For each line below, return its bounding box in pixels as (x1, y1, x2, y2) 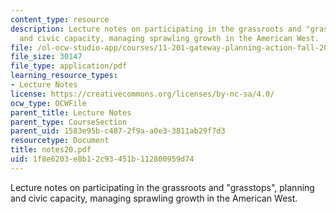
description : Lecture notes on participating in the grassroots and (10, 24, 302, 34)
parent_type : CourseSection (10, 117, 128, 127)
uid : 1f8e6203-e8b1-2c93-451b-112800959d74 (10, 154, 195, 164)
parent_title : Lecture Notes (10, 107, 132, 118)
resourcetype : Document (10, 136, 110, 146)
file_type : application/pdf (10, 61, 128, 71)
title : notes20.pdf (10, 145, 92, 155)
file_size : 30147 (10, 52, 83, 62)
